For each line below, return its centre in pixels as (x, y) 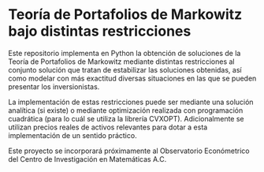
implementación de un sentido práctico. (73, 135)
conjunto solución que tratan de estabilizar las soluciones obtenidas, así (125, 69)
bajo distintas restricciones (100, 31)
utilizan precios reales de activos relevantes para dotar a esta (108, 127)
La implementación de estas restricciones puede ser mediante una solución (131, 102)
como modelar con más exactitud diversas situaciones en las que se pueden (132, 78)
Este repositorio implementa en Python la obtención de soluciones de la (125, 53)
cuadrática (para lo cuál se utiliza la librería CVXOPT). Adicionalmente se (126, 118)
